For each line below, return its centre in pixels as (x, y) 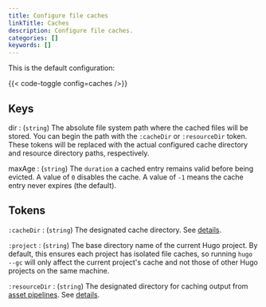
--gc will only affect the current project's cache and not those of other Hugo (133, 262)
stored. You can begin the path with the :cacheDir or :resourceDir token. (128, 136)
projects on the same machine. (59, 270)
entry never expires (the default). (63, 185)
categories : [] (33, 38)
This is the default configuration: (62, 68)
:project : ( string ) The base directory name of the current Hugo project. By (133, 245)
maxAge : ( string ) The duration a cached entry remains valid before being (131, 168)
